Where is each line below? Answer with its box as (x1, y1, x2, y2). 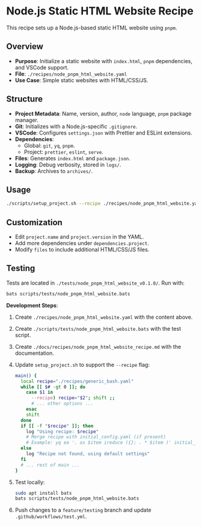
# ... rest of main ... (20, 462, 80, 468)
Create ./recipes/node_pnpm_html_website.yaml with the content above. (14, 313, 193, 321)
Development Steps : (6, 301, 58, 309)
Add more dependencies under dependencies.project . (14, 240, 149, 247)
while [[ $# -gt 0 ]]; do (20, 384, 86, 390)
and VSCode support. (14, 64, 69, 71)
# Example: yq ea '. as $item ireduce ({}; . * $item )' (26, 440, 172, 446)
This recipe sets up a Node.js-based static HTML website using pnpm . (6, 24, 177, 31)
